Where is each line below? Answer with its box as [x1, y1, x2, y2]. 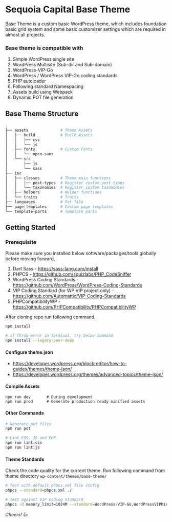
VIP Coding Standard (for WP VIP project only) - [12, 287, 114, 294]
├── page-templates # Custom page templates [5, 204, 114, 209]
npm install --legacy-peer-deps [5, 338, 74, 343]
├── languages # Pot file [5, 200, 83, 205]
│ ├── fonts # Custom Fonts [5, 147, 93, 152]
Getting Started [5, 223, 56, 232]
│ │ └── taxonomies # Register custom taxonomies [5, 185, 125, 190]
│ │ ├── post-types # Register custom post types [5, 180, 125, 186]
